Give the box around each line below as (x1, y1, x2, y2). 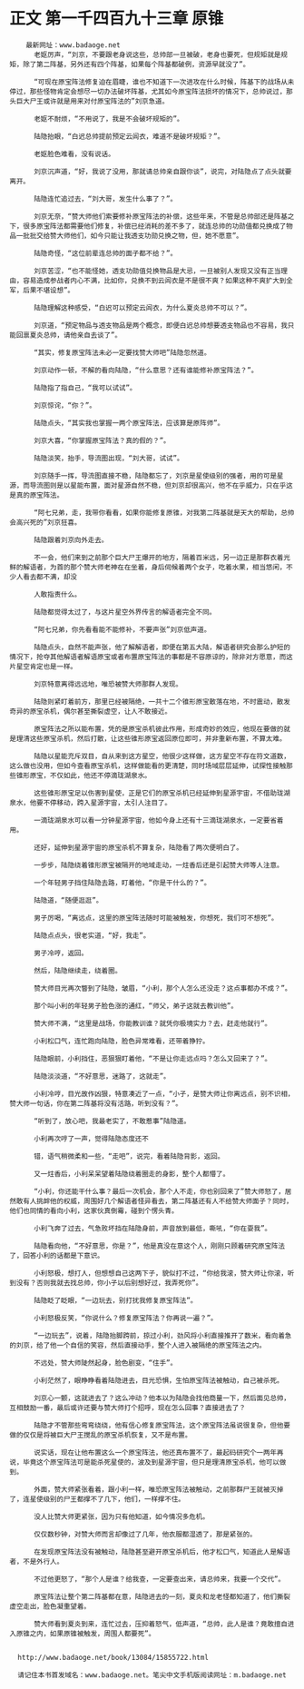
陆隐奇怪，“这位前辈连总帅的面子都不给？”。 (33, 249, 178, 258)
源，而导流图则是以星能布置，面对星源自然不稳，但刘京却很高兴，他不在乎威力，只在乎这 (9, 480, 293, 490)
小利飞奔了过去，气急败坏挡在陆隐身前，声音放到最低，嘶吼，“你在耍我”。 (33, 1223, 272, 1233)
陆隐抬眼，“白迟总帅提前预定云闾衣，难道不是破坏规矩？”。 (33, 132, 225, 141)
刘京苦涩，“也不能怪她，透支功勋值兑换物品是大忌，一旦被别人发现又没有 (33, 266, 268, 275)
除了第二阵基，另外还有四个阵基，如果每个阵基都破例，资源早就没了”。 (22, 60, 250, 69)
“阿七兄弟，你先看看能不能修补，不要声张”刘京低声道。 (33, 625, 211, 634)
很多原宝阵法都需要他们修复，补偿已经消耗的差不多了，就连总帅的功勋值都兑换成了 (22, 222, 287, 231)
